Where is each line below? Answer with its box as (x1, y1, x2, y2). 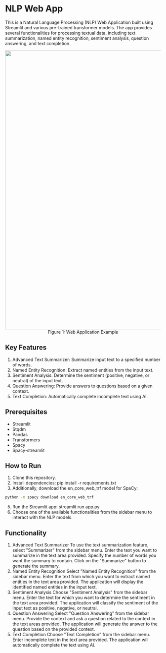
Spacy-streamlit (12, 447, 45, 453)
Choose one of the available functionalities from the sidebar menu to (12, 509, 152, 515)
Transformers (12, 437, 41, 443)
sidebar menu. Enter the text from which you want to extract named (12, 574, 150, 580)
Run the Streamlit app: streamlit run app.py (12, 504, 100, 510)
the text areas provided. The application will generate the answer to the (12, 621, 158, 627)
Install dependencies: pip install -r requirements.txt (12, 480, 116, 486)
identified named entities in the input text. (12, 584, 97, 590)
